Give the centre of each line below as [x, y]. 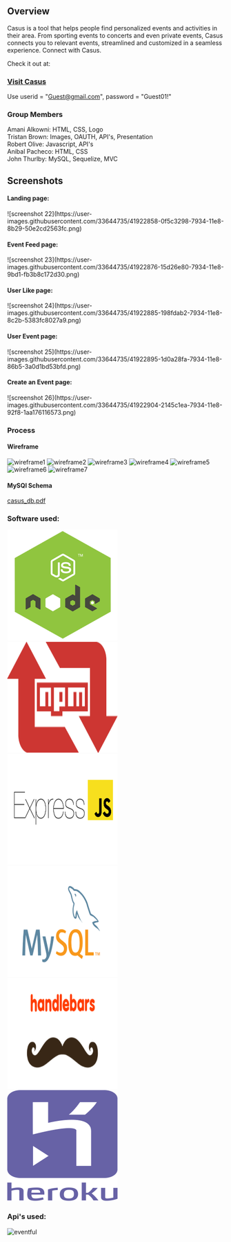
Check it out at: [29, 63]
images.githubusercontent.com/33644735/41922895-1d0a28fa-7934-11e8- [115, 359]
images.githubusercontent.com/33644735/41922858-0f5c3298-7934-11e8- [115, 221]
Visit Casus [27, 81]
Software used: [33, 519]
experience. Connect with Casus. [54, 50]
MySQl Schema [30, 485]
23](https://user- [68, 260]
